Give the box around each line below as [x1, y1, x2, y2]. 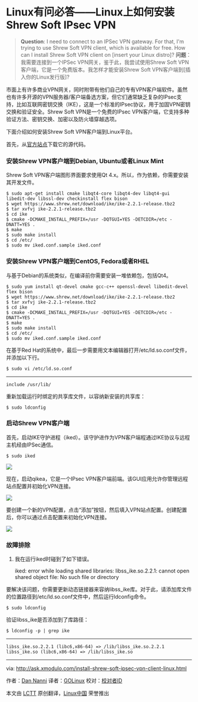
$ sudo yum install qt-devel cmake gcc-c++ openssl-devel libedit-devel [6, 283, 189, 290]
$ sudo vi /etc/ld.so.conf [6, 365, 72, 371]
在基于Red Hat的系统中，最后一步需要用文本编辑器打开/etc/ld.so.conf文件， [6, 347, 190, 354]
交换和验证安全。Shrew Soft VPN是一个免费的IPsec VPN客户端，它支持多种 [6, 108, 190, 115]
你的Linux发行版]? [25, 73, 70, 80]
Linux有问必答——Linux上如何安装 [6, 5, 175, 19]
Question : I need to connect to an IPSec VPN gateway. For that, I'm [20, 38, 184, 45]
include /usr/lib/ [6, 381, 51, 387]
